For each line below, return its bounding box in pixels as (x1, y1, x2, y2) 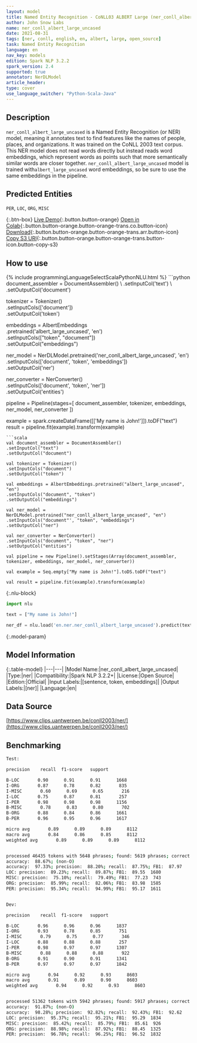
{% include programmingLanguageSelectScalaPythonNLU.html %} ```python (6, 274, 191, 281)
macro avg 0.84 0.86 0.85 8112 (6, 832, 138, 837)
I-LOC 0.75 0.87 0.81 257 (6, 793, 127, 800)
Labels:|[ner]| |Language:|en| (6, 684, 77, 691)
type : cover (6, 85, 35, 91)
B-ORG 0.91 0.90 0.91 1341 (6, 955, 127, 962)
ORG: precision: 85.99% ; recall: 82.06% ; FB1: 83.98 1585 (6, 880, 161, 886)
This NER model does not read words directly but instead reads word (6, 147, 173, 154)
